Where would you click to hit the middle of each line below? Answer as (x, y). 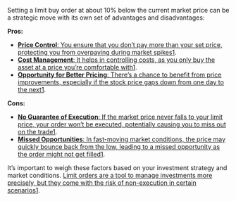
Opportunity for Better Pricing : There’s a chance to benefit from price (119, 74)
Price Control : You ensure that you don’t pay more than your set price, (120, 45)
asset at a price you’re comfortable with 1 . (77, 67)
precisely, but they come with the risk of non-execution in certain (102, 183)
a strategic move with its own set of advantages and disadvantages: (106, 18)
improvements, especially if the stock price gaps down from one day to (120, 82)
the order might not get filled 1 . (61, 154)
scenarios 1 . (24, 190)
